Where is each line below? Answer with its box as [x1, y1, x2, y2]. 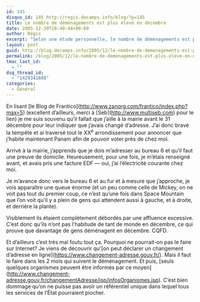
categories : [6, 81, 36, 87]
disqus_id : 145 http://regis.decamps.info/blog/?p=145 [6, 14, 145, 20]
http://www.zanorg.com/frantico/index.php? [79, 102, 188, 110]
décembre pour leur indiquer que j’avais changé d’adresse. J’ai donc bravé [6, 122, 189, 129]
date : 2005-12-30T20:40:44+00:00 [6, 25, 89, 32]
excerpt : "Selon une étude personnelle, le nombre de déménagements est [6, 36, 190, 42]
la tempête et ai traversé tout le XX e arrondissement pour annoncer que [6, 127, 182, 136]
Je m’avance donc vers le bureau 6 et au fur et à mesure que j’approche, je [6, 177, 190, 185]
